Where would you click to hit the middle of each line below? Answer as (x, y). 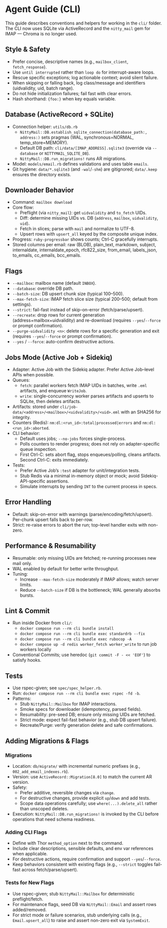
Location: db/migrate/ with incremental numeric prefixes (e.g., (76, 766)
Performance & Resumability (51, 546)
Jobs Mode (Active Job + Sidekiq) (59, 357)
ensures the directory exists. (42, 174)
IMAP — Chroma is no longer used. (41, 34)
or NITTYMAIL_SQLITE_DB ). (65, 153)
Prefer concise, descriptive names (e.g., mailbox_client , (70, 62)
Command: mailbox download (42, 202)
